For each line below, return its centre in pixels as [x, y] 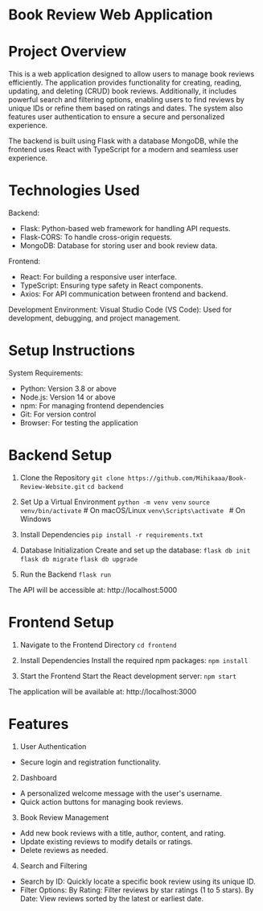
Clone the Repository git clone [72, 478]
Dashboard [39, 777]
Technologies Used [74, 190]
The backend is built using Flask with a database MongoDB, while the [123, 141]
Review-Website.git [53, 487]
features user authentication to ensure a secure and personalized [117, 117]
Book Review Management [64, 817]
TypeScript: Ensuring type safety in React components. [111, 286]
